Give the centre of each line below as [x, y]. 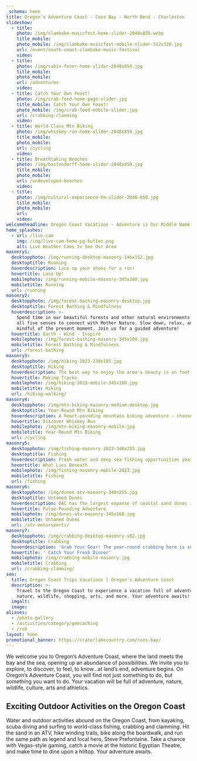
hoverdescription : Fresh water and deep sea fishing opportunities [96, 460]
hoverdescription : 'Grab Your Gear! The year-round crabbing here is [98, 547]
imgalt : [21, 602]
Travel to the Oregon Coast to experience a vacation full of [94, 591]
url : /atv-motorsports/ [40, 525]
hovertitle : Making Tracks [44, 378]
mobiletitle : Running [38, 285]
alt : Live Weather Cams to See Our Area [67, 247]
